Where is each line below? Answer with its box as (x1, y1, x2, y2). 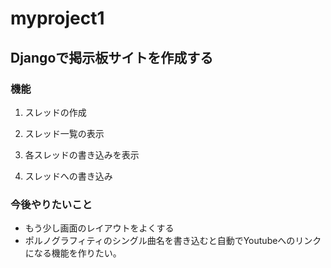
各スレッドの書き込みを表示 (24, 148, 140, 161)
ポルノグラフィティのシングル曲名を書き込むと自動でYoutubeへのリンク (24, 235, 322, 247)
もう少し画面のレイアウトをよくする (24, 222, 175, 234)
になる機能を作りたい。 (24, 247, 122, 259)
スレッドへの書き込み (24, 170, 113, 182)
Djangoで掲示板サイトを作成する (10, 49, 214, 66)
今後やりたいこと (10, 197, 93, 211)
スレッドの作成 (24, 106, 87, 118)
